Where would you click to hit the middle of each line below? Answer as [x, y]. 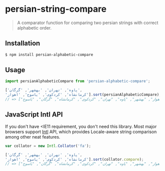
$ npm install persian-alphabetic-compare [49, 55]
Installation [23, 43]
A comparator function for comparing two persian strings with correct [88, 23]
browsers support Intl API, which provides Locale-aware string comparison [81, 132]
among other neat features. [33, 137]
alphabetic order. [34, 28]
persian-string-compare [56, 9]
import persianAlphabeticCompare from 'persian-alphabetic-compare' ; [78, 81]
